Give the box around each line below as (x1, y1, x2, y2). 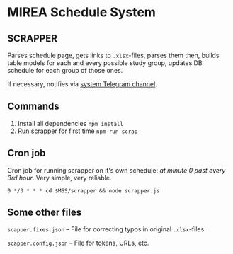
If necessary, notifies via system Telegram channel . (7, 80, 157, 88)
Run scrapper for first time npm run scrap (17, 127, 138, 135)
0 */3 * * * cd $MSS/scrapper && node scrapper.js (7, 187, 160, 195)
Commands (7, 100, 60, 112)
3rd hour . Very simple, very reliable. (7, 173, 112, 182)
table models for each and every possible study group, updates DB (7, 59, 203, 67)
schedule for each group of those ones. (7, 67, 123, 74)
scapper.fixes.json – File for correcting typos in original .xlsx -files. (7, 225, 207, 233)
